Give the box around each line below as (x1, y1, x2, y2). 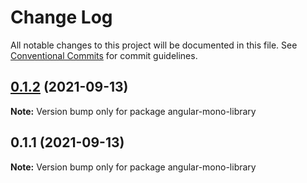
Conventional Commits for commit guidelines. (10, 49, 198, 61)
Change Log (10, 6, 113, 29)
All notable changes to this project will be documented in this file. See (10, 39, 298, 51)
